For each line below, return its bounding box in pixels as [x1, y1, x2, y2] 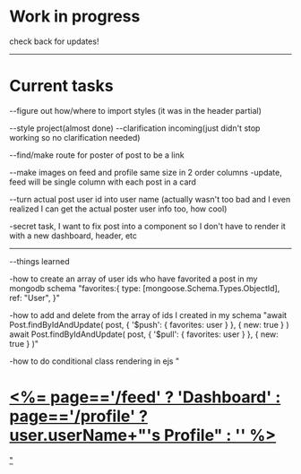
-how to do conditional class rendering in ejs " [9, 356, 180, 366]
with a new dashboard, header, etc [9, 230, 137, 241]
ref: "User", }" [9, 292, 60, 303]
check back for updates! [9, 36, 99, 47]
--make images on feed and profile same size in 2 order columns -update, [9, 167, 282, 177]
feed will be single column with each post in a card [9, 177, 197, 187]
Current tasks [9, 76, 114, 96]
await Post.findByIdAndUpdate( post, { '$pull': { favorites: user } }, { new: [9, 329, 279, 340]
